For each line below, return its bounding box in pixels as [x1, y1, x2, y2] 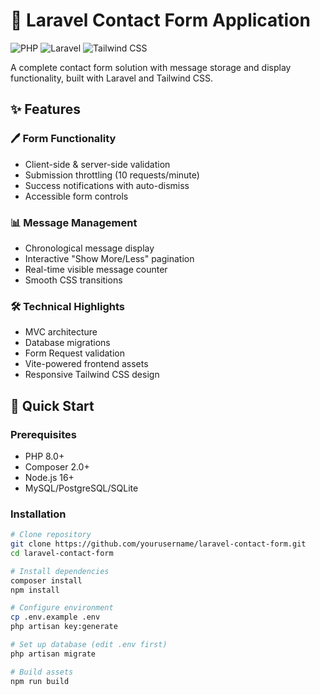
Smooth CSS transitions [24, 274, 123, 286]
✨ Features [10, 101, 81, 118]
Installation [10, 507, 67, 521]
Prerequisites [10, 427, 77, 441]
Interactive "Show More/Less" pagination [24, 252, 195, 264]
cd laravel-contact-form [10, 548, 114, 558]
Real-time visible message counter [24, 263, 168, 275]
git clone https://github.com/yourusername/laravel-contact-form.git [10, 539, 307, 549]
